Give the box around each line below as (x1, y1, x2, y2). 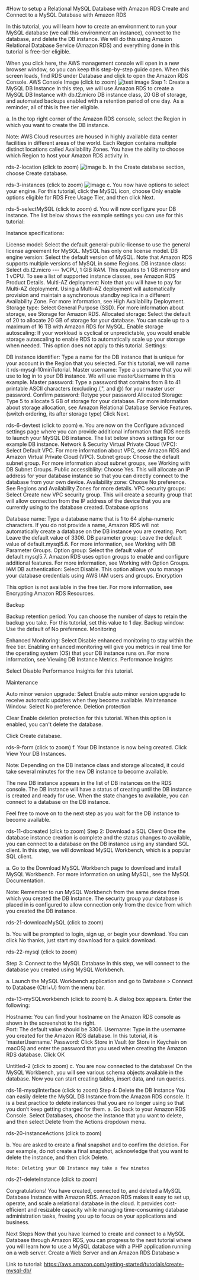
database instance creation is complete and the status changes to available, (6, 834, 191, 841)
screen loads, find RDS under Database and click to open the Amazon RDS (6, 72, 188, 79)
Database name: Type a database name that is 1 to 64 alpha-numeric (6, 515, 175, 522)
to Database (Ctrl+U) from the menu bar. (6, 984, 105, 991)
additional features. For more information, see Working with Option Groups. (6, 559, 190, 566)
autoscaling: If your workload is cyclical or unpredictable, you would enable (6, 329, 191, 336)
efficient (6, 1206, 27, 1213)
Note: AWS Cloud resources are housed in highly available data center (6, 133, 178, 140)
